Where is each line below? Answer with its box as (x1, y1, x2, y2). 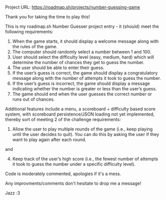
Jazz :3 (5, 190, 20, 196)
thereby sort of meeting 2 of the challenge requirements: (5, 117, 121, 122)
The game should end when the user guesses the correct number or (12, 91, 152, 97)
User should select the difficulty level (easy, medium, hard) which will (12, 54, 155, 60)
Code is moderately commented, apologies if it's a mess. (5, 171, 121, 177)
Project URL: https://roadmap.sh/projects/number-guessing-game (5, 4, 140, 10)
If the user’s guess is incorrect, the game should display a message (12, 80, 150, 86)
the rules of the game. (12, 44, 58, 49)
